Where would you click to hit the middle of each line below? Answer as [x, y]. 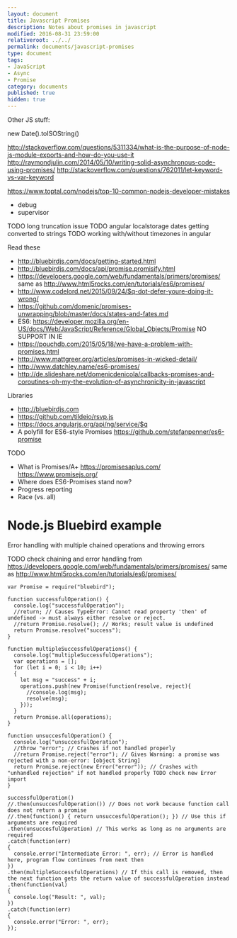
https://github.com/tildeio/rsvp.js [65, 417]
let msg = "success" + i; [58, 680]
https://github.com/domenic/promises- [74, 306]
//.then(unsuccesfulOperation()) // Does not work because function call [118, 804]
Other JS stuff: [29, 120]
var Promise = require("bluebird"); [61, 587]
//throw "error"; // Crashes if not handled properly [94, 748]
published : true [31, 93]
